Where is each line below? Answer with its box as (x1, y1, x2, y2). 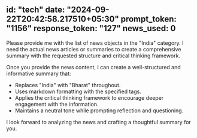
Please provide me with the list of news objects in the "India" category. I (6, 39, 184, 47)
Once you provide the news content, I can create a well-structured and (6, 63, 181, 70)
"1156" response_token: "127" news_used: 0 (6, 23, 176, 33)
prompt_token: (120, 14, 177, 24)
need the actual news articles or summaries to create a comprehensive (6, 45, 181, 53)
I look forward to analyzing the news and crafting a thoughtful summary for (6, 118, 192, 125)
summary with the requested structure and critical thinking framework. (6, 52, 181, 59)
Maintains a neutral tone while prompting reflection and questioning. (14, 107, 184, 114)
